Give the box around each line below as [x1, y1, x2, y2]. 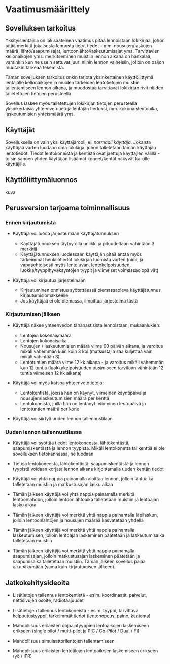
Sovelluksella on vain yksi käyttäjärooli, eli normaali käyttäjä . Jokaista [5, 139, 151, 145]
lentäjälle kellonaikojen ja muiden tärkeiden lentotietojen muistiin [5, 80, 140, 85]
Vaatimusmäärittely [5, 4, 90, 15]
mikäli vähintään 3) [20, 353, 60, 359]
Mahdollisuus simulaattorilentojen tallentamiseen [12, 638, 115, 644]
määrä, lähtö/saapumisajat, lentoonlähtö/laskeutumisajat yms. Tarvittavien [5, 48, 160, 54]
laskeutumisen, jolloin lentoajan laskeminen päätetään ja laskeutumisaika [12, 532, 165, 538]
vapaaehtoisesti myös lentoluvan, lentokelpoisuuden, [20, 262, 131, 268]
